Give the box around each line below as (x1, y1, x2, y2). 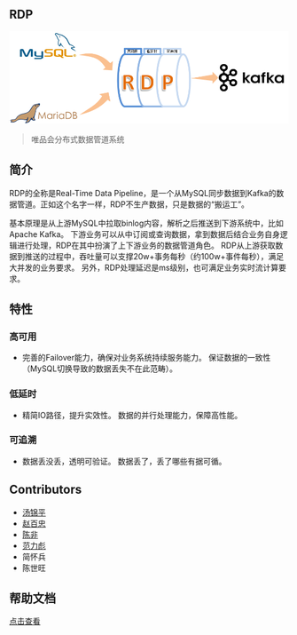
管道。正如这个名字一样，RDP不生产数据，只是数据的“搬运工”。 (16, 199, 250, 210)
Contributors (9, 482, 82, 497)
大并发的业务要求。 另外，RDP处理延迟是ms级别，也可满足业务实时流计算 (9, 262, 279, 273)
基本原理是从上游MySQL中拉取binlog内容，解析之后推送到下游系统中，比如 (9, 218, 284, 228)
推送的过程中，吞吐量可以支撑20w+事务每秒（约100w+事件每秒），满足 (24, 250, 285, 261)
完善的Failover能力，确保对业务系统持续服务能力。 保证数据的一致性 (21, 353, 271, 363)
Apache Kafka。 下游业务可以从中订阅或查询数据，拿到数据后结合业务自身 (9, 228, 281, 239)
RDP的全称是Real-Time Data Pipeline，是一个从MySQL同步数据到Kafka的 (9, 187, 277, 198)
